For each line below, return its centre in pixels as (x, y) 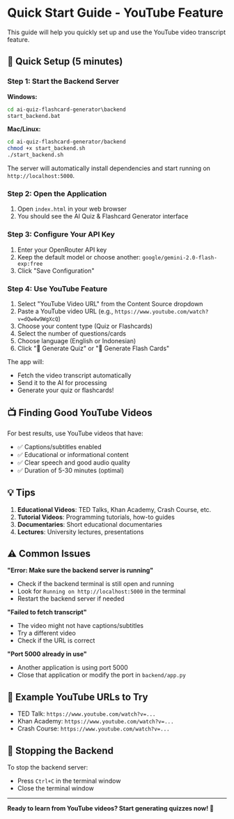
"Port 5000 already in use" (47, 654)
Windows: (22, 96)
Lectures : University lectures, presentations (80, 532)
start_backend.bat (34, 116)
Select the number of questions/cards (72, 333)
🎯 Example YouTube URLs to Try (78, 697)
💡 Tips (22, 493)
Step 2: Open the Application (57, 193)
